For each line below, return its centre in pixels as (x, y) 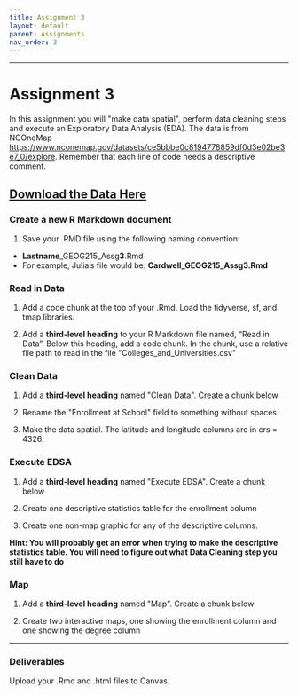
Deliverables (37, 661)
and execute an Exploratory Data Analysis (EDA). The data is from (129, 129)
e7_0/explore (32, 157)
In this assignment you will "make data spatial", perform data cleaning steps (148, 119)
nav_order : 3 (33, 42)
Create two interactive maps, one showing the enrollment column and (149, 621)
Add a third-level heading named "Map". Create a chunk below (138, 604)
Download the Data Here (78, 194)
